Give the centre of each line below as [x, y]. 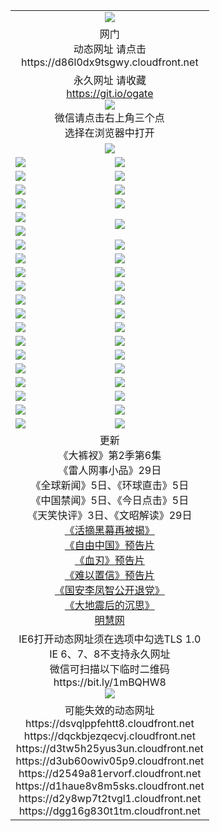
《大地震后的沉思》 [109, 605]
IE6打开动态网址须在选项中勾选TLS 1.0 [110, 639]
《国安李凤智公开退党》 [109, 590]
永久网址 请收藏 [110, 80]
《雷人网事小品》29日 [110, 470]
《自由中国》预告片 [109, 545]
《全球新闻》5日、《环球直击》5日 [110, 485]
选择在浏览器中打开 [109, 132]
